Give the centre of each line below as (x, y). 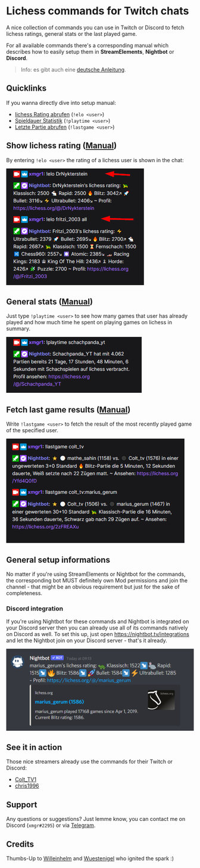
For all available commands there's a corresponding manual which (87, 45)
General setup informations (58, 559)
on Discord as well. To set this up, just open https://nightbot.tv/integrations (98, 634)
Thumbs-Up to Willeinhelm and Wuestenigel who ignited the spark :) (90, 858)
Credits (20, 844)
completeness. (24, 593)
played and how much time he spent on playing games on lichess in (89, 323)
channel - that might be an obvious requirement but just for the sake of (93, 587)
